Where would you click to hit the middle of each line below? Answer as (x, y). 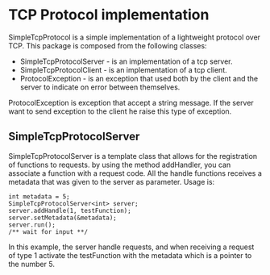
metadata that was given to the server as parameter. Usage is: (112, 181)
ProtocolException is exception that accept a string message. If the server (131, 102)
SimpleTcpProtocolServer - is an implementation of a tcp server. (126, 61)
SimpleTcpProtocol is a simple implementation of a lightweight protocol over (134, 37)
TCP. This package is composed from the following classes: (108, 45)
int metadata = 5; (39, 196)
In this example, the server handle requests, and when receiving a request (131, 247)
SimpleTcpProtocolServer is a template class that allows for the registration (133, 156)
